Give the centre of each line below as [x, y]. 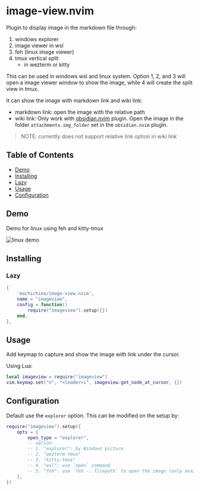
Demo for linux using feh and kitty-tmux [55, 228]
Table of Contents [40, 155]
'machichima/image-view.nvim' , [56, 294]
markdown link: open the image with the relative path [80, 112]
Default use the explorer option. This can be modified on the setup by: [93, 415]
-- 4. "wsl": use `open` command [69, 465]
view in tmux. [22, 89]
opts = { [28, 432]
